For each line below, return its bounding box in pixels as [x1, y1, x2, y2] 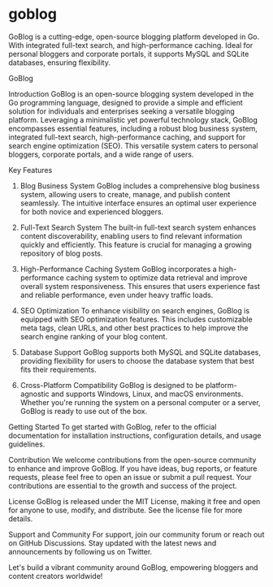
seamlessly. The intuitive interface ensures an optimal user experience [19, 198, 258, 208]
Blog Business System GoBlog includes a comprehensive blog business [19, 180, 260, 191]
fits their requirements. [19, 365, 97, 374]
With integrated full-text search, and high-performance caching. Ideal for [8, 40, 253, 50]
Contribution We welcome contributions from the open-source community [8, 455, 257, 464]
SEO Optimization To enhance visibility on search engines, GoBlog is [19, 305, 250, 315]
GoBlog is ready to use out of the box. [19, 406, 148, 416]
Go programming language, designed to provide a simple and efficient [8, 97, 243, 107]
